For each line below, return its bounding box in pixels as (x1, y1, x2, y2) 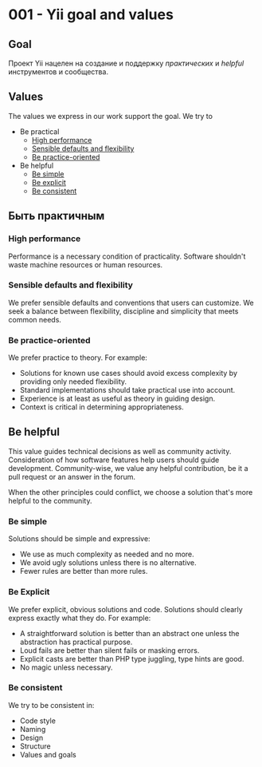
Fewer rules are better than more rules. (19, 567, 148, 576)
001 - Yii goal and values (8, 6, 174, 24)
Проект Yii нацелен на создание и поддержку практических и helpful (8, 58, 244, 68)
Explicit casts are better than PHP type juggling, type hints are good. (19, 654, 244, 663)
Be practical (19, 126, 60, 136)
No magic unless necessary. (19, 662, 113, 672)
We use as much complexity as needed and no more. (19, 549, 195, 559)
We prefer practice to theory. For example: (8, 353, 147, 362)
